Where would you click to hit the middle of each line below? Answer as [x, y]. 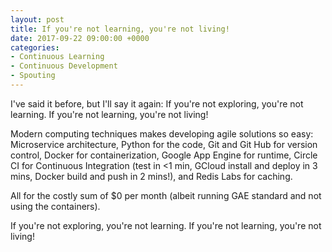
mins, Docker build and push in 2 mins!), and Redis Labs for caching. [151, 176]
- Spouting [33, 76]
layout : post [37, 19]
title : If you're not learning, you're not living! [120, 29]
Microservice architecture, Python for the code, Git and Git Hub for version [164, 144]
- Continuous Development [64, 66]
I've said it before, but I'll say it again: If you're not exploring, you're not [157, 103]
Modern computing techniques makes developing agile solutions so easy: [162, 133]
